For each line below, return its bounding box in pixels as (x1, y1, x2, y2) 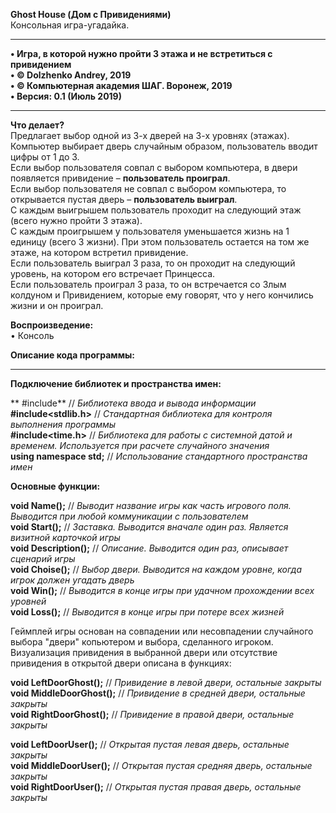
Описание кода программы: (10, 349, 136, 361)
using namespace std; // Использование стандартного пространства (10, 450, 308, 462)
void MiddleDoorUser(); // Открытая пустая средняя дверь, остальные (10, 760, 313, 771)
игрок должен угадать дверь (10, 574, 135, 586)
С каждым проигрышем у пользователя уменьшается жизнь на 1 (10, 225, 290, 237)
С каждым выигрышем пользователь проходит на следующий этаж (10, 204, 302, 216)
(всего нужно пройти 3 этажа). (10, 215, 143, 226)
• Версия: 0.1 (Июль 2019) (10, 90, 122, 102)
